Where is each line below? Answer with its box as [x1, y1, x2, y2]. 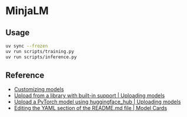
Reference [5, 71, 45, 81]
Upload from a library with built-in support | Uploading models [14, 92, 165, 99]
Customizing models [14, 86, 64, 93]
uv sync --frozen [5, 43, 48, 49]
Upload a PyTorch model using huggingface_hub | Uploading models [14, 98, 181, 105]
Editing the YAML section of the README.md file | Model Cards [14, 105, 168, 112]
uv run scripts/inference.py [5, 54, 77, 60]
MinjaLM [5, 4, 49, 18]
